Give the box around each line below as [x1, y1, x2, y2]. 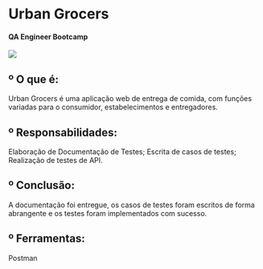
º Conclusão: [8, 178, 75, 193]
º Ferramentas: [8, 232, 86, 246]
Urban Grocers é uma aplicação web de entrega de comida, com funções [8, 94, 252, 104]
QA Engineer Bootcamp [8, 31, 88, 41]
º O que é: [8, 72, 59, 86]
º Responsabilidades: [8, 125, 118, 139]
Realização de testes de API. [8, 156, 103, 165]
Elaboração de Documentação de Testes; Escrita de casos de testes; [8, 147, 237, 157]
